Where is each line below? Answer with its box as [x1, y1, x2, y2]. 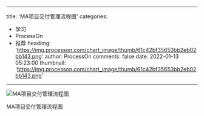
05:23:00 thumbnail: [15, 59, 66, 66]
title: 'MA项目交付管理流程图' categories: [6, 13, 108, 20]
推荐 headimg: [15, 40, 52, 47]
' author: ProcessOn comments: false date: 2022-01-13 [41, 53, 179, 60]
